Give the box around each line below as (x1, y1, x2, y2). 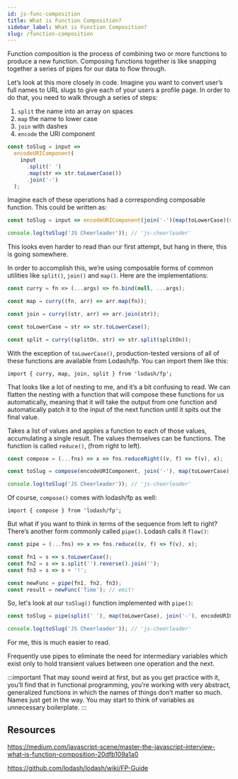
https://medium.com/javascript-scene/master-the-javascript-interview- (7, 742, 216, 751)
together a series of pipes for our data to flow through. (7, 64, 166, 73)
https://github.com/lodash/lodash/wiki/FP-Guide (7, 763, 149, 772)
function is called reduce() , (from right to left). (7, 441, 142, 450)
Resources (7, 724, 56, 736)
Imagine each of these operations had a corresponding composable (7, 195, 205, 204)
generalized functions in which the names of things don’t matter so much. (7, 688, 223, 697)
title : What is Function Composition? (7, 17, 122, 24)
